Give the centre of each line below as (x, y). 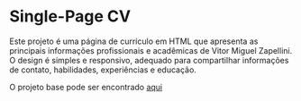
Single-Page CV (70, 17)
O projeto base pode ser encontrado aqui (86, 87)
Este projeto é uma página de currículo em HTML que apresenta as (134, 41)
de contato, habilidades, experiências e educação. (103, 70)
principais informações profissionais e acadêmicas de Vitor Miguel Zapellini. (151, 50)
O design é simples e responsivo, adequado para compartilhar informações (149, 60)
